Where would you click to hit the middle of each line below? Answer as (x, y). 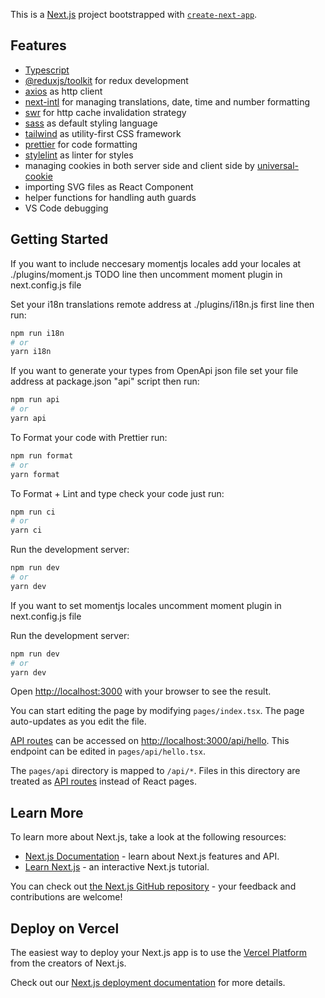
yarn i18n (31, 352)
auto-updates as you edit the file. (78, 721)
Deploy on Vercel (65, 928)
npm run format (42, 455)
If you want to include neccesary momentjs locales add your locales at (156, 263)
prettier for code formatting (81, 144)
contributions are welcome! (66, 897)
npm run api (35, 400)
